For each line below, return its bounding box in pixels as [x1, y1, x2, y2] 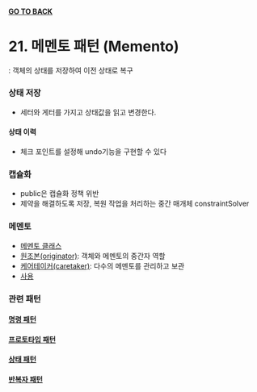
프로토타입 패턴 [8, 335, 57, 344]
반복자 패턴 [8, 374, 43, 384]
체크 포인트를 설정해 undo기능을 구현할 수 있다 [19, 147, 167, 156]
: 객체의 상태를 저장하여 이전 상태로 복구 [8, 65, 133, 75]
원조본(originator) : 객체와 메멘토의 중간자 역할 [19, 251, 166, 261]
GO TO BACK [8, 6, 53, 16]
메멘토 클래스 [19, 240, 62, 250]
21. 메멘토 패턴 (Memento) [8, 37, 179, 56]
